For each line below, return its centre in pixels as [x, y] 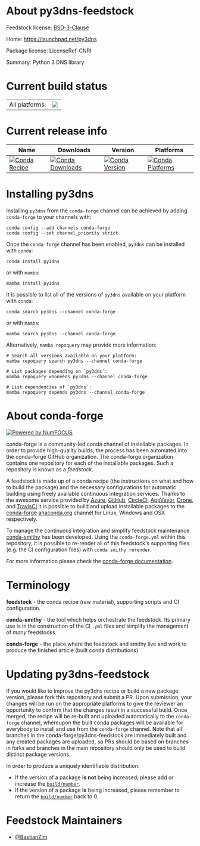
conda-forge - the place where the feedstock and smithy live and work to [96, 644]
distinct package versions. [38, 754]
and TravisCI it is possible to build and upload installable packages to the [96, 506]
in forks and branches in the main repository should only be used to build [96, 748]
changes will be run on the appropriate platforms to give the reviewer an [95, 703]
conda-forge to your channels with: [49, 217]
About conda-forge [55, 416]
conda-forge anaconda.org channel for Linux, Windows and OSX [86, 512]
